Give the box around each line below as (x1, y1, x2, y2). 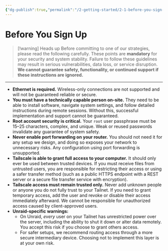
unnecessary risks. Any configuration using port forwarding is (12, 144, 140, 150)
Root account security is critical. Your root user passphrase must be (12, 118, 156, 124)
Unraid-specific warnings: (12, 208, 69, 214)
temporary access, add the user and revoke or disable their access (12, 192, 151, 198)
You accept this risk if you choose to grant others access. (19, 224, 139, 230)
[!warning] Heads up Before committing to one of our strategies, (17, 45, 150, 51)
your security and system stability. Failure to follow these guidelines (17, 56, 157, 62)
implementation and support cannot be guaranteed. (12, 113, 119, 119)
